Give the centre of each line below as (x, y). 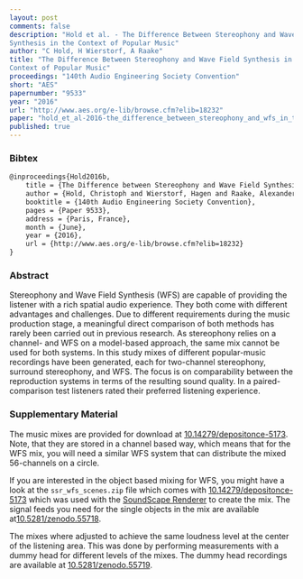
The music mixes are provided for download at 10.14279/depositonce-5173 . (149, 434)
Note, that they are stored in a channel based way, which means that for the (150, 444)
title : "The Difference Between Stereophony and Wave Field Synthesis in (151, 60)
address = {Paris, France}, (78, 219)
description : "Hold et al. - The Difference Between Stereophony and (143, 34)
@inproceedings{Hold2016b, (60, 177)
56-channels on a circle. (55, 463)
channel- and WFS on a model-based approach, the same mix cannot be (145, 343)
